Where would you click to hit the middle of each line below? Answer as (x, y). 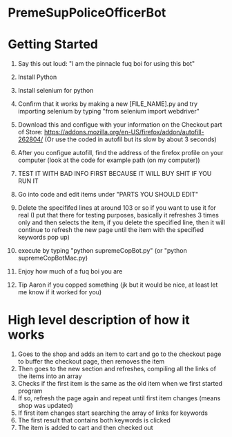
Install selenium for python (56, 91)
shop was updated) (45, 406)
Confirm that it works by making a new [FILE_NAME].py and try (108, 104)
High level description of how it (99, 320)
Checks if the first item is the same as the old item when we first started (120, 384)
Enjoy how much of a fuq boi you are (70, 271)
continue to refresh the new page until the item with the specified (111, 230)
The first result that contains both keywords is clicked (94, 420)
